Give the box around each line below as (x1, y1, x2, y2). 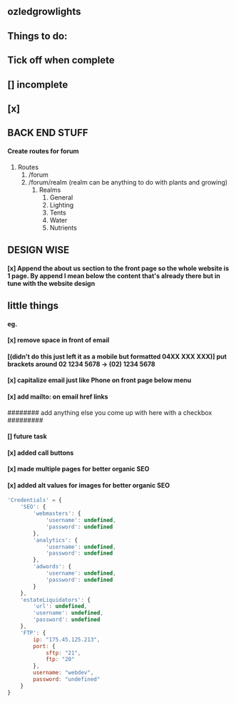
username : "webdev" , (33, 669, 94, 677)
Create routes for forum (7, 146, 80, 155)
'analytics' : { (33, 536, 78, 544)
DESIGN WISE (7, 244, 70, 256)
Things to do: (7, 30, 68, 42)
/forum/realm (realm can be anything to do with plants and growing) (28, 178, 228, 186)
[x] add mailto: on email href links (7, 392, 108, 401)
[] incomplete (7, 78, 68, 91)
